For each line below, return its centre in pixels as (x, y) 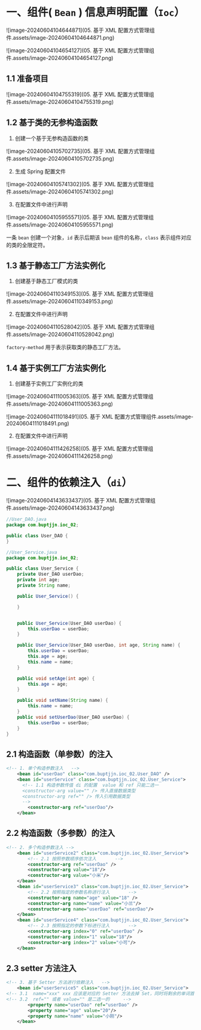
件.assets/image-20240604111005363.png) (60, 404)
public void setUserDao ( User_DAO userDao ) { (73, 717)
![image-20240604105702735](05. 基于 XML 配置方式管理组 (80, 151)
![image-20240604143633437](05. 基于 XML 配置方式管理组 (81, 501)
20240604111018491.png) (38, 424)
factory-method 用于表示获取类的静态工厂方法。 (65, 347)
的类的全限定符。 (27, 245)
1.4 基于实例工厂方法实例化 (56, 368)
